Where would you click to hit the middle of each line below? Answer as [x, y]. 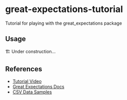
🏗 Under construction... [30, 51]
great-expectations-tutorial [64, 9]
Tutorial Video [27, 81]
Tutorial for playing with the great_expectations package [64, 23]
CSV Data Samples [32, 92]
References [24, 69]
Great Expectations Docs [38, 86]
